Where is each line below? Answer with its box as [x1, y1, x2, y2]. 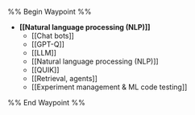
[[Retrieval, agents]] [31, 74, 97, 83]
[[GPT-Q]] [31, 39, 65, 49]
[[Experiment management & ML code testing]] [31, 82, 188, 92]
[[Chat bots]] [31, 31, 74, 40]
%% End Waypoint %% [7, 98, 85, 107]
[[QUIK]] [31, 65, 60, 75]
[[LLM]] [31, 48, 57, 57]
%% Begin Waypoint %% [7, 7, 92, 16]
